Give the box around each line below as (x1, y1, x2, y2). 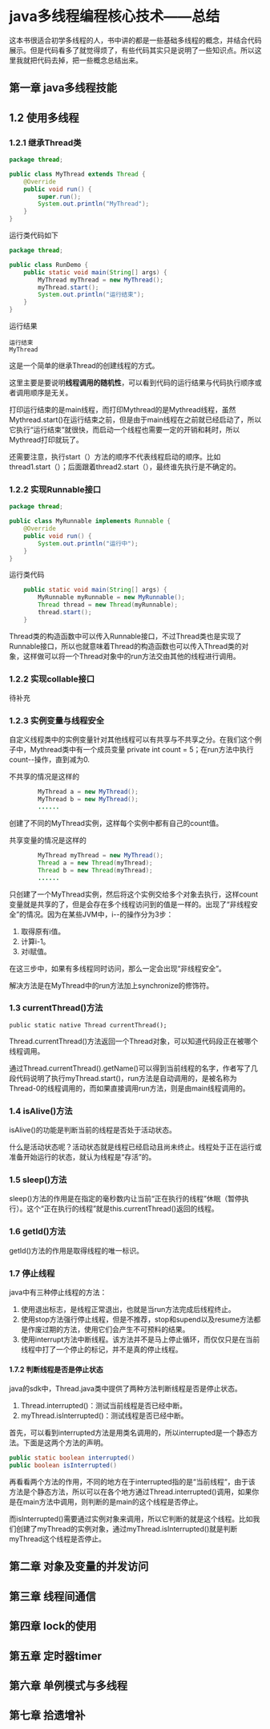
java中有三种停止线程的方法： (9, 1288, 107, 1298)
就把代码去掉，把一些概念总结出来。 (22, 55, 143, 65)
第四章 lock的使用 (9, 1619, 97, 1633)
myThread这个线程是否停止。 (9, 1533, 107, 1544)
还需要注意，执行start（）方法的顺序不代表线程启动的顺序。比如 (9, 452, 221, 462)
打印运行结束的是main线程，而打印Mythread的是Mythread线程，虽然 (9, 405, 236, 415)
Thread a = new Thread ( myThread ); (38, 859, 153, 867)
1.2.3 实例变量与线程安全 (9, 715, 105, 727)
